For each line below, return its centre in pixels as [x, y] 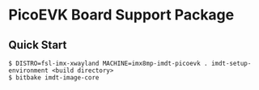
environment [28, 71]
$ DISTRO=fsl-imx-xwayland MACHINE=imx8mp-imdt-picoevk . [108, 63]
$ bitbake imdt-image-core [54, 78]
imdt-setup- [231, 63]
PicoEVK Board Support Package [121, 15]
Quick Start [38, 45]
